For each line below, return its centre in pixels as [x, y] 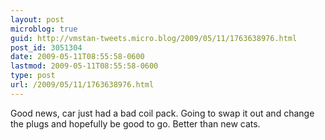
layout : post [37, 19]
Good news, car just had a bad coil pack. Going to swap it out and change [162, 113]
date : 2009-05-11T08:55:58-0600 [77, 57]
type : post [33, 76]
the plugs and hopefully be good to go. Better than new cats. [135, 123]
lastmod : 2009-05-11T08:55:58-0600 [84, 66]
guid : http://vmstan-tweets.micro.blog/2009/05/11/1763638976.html [154, 38]
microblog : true [44, 29]
